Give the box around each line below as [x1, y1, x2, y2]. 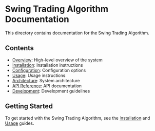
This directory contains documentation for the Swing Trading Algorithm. [5, 30, 150, 36]
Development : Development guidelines [12, 88, 90, 94]
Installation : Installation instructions [12, 62, 83, 68]
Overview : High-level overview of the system [12, 57, 103, 63]
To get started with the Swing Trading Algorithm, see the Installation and [5, 115, 150, 121]
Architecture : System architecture [12, 77, 80, 83]
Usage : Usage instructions [12, 72, 66, 78]
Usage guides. [5, 120, 34, 126]
